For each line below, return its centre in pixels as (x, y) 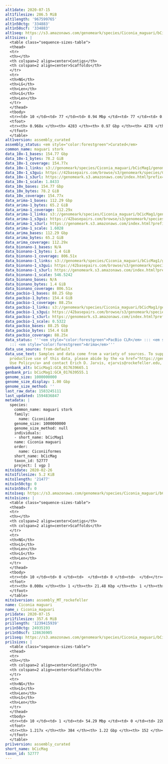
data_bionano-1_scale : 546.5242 (39, 275)
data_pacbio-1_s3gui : (28, 312)
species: (19, 405)
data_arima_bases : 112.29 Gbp (37, 233)
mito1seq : (15, 493)
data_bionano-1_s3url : (29, 270)
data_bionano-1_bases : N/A (33, 247)
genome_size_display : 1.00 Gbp (38, 381)
